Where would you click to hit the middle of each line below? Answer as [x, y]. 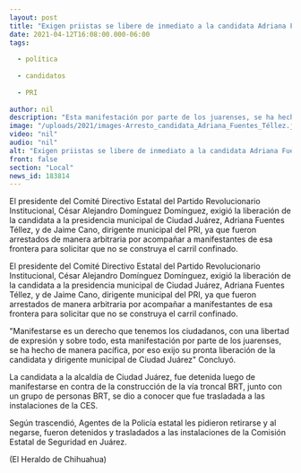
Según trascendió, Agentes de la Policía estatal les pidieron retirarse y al [143, 423]
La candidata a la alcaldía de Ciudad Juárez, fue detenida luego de [132, 377]
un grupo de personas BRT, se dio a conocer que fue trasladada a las [138, 396]
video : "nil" [34, 134]
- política [38, 59]
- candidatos [42, 76]
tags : [19, 43]
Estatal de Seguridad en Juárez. [68, 442]
